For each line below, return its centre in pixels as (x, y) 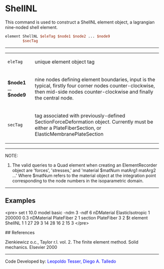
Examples (20, 201)
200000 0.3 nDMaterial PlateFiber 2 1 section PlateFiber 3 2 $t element (76, 218)
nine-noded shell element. (31, 27)
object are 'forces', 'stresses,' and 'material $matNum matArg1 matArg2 (84, 170)
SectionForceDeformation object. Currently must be (94, 122)
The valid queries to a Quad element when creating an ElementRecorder (85, 165)
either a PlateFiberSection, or (68, 128)
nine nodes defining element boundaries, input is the (95, 79)
